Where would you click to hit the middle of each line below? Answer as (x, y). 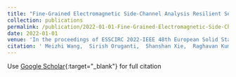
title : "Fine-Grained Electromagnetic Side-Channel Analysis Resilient (114, 14)
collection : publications (45, 20)
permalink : (23, 27)
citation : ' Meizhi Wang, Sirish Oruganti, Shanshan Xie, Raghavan (113, 46)
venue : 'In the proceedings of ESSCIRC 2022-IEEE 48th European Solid (113, 40)
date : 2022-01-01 (33, 33)
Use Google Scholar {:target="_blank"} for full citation (84, 66)
